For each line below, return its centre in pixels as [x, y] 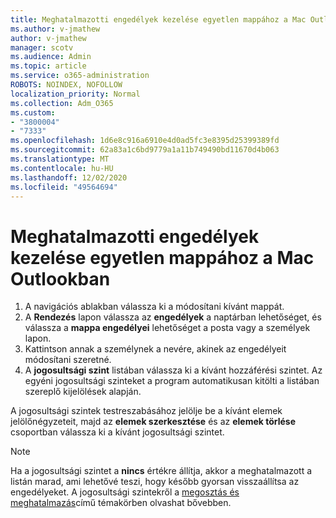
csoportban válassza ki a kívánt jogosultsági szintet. [117, 432]
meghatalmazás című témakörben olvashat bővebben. [121, 503]
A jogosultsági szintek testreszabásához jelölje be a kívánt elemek [146, 411]
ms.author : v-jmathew [55, 29]
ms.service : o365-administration [80, 76]
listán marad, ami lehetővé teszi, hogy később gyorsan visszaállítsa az [155, 482]
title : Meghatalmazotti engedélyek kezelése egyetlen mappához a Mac [158, 19]
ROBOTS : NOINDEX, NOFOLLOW [66, 85]
